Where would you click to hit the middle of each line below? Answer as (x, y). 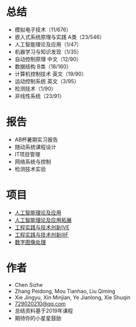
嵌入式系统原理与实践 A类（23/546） (59, 37)
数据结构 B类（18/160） (43, 66)
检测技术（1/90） (36, 89)
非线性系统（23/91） (39, 96)
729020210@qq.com (40, 303)
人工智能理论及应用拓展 (43, 220)
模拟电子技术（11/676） (43, 30)
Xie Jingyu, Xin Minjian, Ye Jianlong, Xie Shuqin (72, 297)
